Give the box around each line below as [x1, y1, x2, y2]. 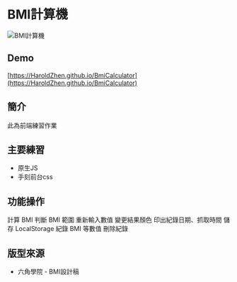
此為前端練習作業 [7, 121, 57, 130]
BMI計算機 [7, 6, 69, 23]
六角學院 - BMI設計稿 [17, 267, 79, 276]
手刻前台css [17, 173, 53, 181]
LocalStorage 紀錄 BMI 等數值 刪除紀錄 [15, 225, 129, 233]
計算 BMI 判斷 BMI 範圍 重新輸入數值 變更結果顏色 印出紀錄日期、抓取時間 [7, 215, 222, 224]
